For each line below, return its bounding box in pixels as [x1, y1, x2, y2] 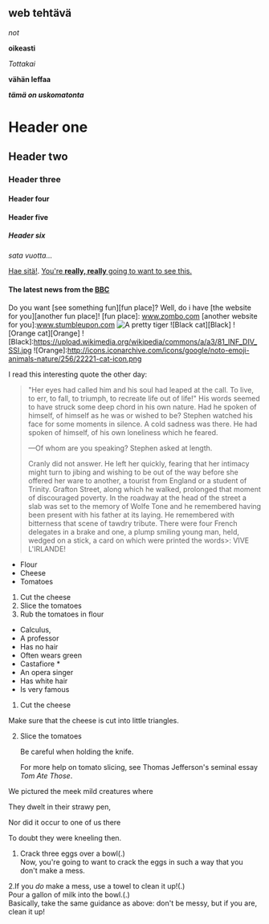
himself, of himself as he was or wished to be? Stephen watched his [27, 410, 253, 420]
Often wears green [19, 650, 83, 660]
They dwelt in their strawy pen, [8, 802, 111, 812]
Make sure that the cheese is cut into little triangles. [8, 715, 179, 725]
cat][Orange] [37, 328, 80, 338]
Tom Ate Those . [19, 771, 73, 780]
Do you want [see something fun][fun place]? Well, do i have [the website [8, 303, 251, 312]
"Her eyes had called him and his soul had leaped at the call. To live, [27, 385, 255, 394]
